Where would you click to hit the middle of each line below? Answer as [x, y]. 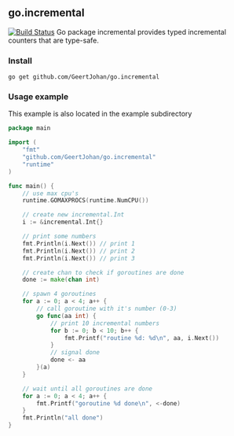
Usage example [38, 97]
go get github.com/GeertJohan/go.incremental [84, 77]
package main [29, 128]
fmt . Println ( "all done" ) [63, 418]
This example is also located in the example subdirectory [100, 114]
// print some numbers [59, 236]
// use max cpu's [51, 193]
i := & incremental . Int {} [63, 222]
